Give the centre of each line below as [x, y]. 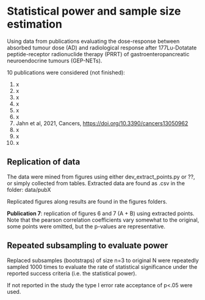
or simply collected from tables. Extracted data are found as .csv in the [96, 183]
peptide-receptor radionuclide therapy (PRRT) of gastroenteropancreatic [98, 54]
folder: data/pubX [29, 189]
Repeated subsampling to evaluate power [88, 246]
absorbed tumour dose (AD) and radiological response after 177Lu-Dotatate [102, 48]
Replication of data [44, 162]
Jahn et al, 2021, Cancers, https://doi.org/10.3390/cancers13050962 [102, 123]
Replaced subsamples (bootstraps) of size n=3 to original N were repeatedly [103, 260]
